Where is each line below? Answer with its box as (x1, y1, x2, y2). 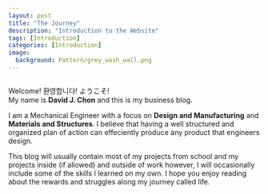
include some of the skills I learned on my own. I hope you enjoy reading (8, 168, 247, 178)
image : (8, 49, 30, 57)
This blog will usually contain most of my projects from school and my (8, 151, 239, 160)
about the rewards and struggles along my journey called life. (8, 176, 210, 186)
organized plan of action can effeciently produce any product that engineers (8, 127, 260, 137)
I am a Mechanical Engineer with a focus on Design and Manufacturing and (8, 110, 259, 120)
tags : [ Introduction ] (8, 34, 81, 42)
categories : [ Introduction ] (8, 42, 102, 49)
